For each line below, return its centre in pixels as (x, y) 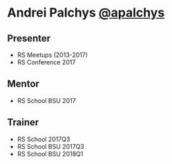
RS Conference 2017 (46, 62)
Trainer (23, 122)
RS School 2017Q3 (44, 139)
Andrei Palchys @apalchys (86, 13)
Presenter (29, 38)
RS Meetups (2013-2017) (52, 55)
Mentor (23, 84)
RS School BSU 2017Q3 (50, 146)
